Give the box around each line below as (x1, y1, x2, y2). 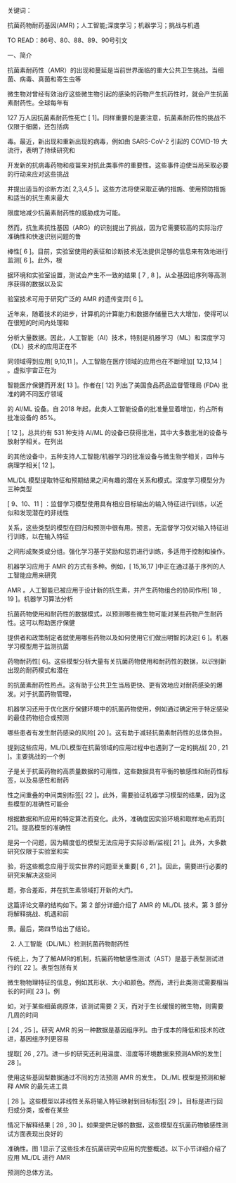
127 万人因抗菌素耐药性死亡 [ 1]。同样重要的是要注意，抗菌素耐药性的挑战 (7, 113, 220, 122)
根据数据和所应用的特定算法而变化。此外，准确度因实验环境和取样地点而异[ (7, 815, 225, 823)
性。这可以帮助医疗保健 (7, 619, 75, 626)
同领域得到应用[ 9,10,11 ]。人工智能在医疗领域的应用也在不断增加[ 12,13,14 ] (7, 358, 223, 365)
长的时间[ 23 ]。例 (7, 987, 60, 995)
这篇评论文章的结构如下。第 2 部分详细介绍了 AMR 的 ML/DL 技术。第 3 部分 (7, 901, 228, 909)
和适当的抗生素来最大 (7, 194, 69, 202)
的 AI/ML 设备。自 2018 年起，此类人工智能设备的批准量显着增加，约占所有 (7, 405, 224, 413)
